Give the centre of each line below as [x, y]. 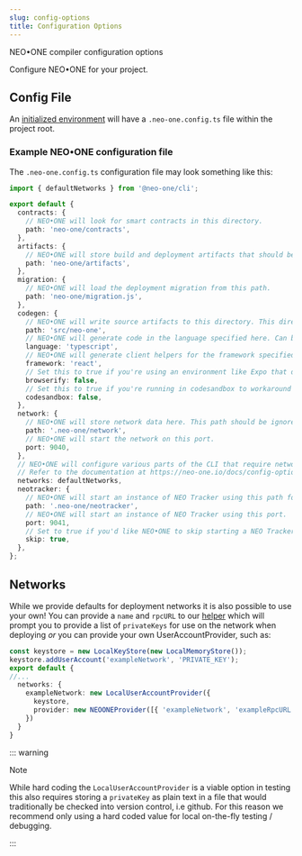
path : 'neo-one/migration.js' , [84, 297]
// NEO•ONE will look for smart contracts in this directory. [144, 222]
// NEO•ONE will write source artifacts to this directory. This [151, 322]
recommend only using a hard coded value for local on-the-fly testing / [141, 815]
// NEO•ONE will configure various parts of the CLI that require [144, 464]
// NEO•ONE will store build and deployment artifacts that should [154, 255]
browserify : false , [62, 380]
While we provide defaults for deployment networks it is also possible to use [151, 606]
